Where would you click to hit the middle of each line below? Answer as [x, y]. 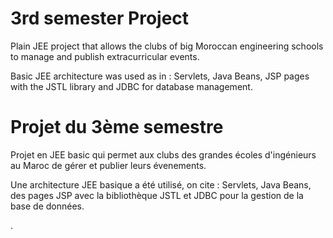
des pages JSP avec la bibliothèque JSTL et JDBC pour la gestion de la [157, 195]
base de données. [47, 206]
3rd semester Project [100, 18]
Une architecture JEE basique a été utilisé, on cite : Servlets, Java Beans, [161, 184]
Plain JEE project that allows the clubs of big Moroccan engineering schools [167, 46]
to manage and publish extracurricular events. [105, 56]
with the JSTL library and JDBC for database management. [131, 86]
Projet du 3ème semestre [117, 127]
